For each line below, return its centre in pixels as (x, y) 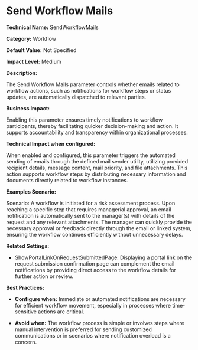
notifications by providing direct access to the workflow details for (95, 270)
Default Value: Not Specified (41, 50)
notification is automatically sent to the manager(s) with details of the (90, 215)
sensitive (26, 312)
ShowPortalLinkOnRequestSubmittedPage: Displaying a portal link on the (103, 257)
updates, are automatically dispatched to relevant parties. (76, 97)
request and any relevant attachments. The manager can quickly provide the (99, 222)
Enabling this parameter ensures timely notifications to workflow (85, 120)
